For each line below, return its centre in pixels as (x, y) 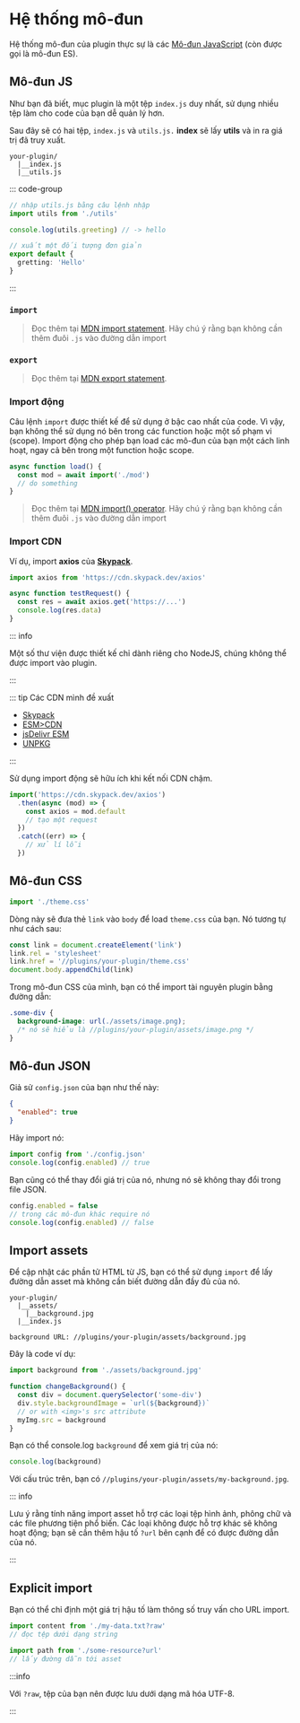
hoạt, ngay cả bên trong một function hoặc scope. (102, 450)
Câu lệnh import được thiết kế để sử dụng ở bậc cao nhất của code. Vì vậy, (147, 421)
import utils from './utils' (64, 214)
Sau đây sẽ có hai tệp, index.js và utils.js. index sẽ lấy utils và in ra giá (146, 130)
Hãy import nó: (37, 1138)
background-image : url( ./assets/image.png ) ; (102, 1021)
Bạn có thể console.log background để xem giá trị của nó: (114, 1446)
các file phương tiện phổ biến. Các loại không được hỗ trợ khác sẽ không (143, 1523)
